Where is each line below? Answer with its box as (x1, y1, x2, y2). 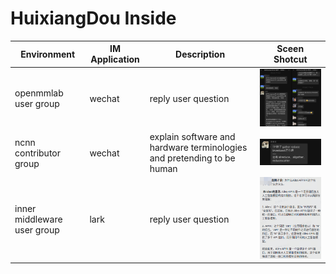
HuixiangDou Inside (10, 7, 177, 30)
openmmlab (14, 87, 64, 99)
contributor (14, 147, 62, 159)
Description (175, 48, 226, 60)
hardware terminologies (149, 142, 248, 154)
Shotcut (273, 53, 308, 66)
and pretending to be (149, 152, 236, 164)
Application (90, 53, 140, 66)
